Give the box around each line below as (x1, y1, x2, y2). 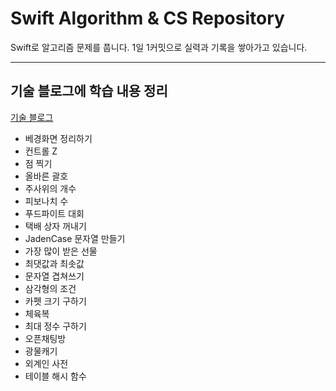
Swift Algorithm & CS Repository (10, 7, 285, 30)
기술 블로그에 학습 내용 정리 (10, 83, 168, 100)
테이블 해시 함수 (24, 370, 87, 382)
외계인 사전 (24, 357, 69, 369)
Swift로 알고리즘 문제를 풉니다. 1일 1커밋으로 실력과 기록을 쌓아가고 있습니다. (10, 41, 308, 53)
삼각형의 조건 (24, 282, 77, 294)
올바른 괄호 (24, 170, 69, 182)
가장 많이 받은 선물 (24, 245, 98, 257)
